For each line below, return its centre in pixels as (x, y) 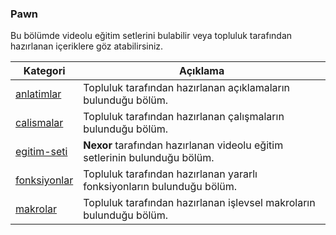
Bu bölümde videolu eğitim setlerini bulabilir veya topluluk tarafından (151, 36)
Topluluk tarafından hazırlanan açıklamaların (187, 88)
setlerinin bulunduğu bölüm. (149, 158)
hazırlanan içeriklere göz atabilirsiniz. (87, 46)
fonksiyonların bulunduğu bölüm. (160, 187)
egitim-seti (41, 152)
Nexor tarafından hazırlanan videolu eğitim (183, 145)
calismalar (39, 123)
